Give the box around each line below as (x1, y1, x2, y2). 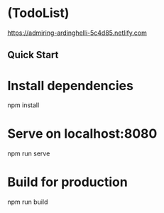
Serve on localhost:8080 (7, 126, 158, 142)
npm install (7, 101, 40, 109)
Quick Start (7, 49, 59, 61)
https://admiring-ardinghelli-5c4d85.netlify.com (7, 28, 147, 37)
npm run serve (7, 149, 50, 158)
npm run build (7, 197, 48, 207)
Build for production (7, 174, 128, 190)
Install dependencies (7, 77, 133, 94)
